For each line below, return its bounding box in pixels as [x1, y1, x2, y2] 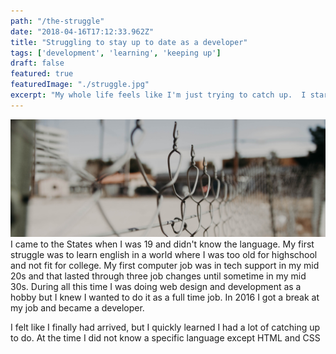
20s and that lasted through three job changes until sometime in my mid [10, 270, 307, 282]
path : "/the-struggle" [10, 16, 105, 26]
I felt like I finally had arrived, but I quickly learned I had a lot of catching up [10, 321, 321, 334]
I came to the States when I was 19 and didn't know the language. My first [10, 238, 315, 250]
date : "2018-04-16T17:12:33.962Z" [10, 26, 155, 37]
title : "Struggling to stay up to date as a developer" [10, 37, 248, 47]
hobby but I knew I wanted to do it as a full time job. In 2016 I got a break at [10, 291, 320, 304]
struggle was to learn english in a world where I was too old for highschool [10, 249, 318, 261]
